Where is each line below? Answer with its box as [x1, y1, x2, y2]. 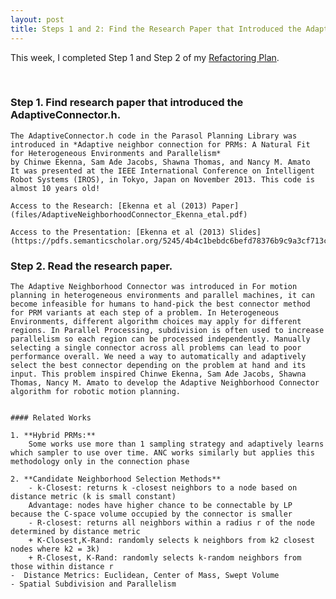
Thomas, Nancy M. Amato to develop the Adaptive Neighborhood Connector [10, 378, 320, 388]
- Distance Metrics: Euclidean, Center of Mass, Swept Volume [10, 571, 280, 581]
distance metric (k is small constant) [10, 492, 177, 502]
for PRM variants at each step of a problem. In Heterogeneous [10, 308, 280, 318]
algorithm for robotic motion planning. [10, 387, 182, 397]
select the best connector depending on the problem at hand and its [10, 361, 307, 371]
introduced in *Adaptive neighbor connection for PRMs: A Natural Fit [10, 139, 311, 150]
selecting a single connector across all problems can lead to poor [10, 343, 302, 353]
